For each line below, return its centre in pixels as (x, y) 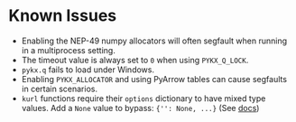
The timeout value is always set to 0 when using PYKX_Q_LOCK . (135, 60)
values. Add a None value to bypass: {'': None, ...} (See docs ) (140, 108)
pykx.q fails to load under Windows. (88, 70)
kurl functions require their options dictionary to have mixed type (143, 98)
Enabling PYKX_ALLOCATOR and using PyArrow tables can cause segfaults (154, 79)
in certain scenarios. (60, 89)
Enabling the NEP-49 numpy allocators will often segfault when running (154, 41)
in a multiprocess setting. (69, 50)
